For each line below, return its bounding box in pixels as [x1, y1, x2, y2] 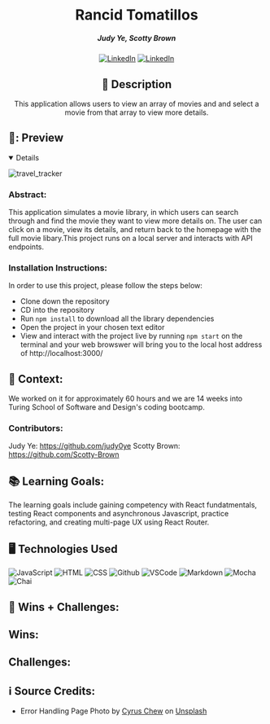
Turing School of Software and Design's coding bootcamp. [8, 402, 205, 412]
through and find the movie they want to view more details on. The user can [8, 216, 263, 226]
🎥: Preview [8, 131, 63, 145]
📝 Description [101, 77, 172, 91]
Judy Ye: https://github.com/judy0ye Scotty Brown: [8, 441, 181, 451]
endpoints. [8, 242, 45, 252]
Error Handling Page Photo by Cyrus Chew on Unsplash [20, 706, 207, 716]
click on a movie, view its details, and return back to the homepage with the [8, 225, 262, 235]
